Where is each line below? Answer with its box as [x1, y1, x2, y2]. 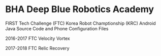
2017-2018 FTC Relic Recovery [5, 45, 70, 51]
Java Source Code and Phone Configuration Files [5, 25, 109, 31]
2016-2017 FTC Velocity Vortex [5, 35, 70, 41]
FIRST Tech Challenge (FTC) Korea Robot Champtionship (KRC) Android [5, 20, 156, 26]
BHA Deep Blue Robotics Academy [5, 4, 154, 15]
